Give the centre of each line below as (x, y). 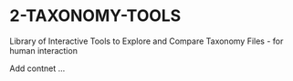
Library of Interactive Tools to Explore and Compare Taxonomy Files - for (146, 41)
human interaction (43, 50)
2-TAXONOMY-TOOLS (95, 16)
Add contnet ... (37, 68)
